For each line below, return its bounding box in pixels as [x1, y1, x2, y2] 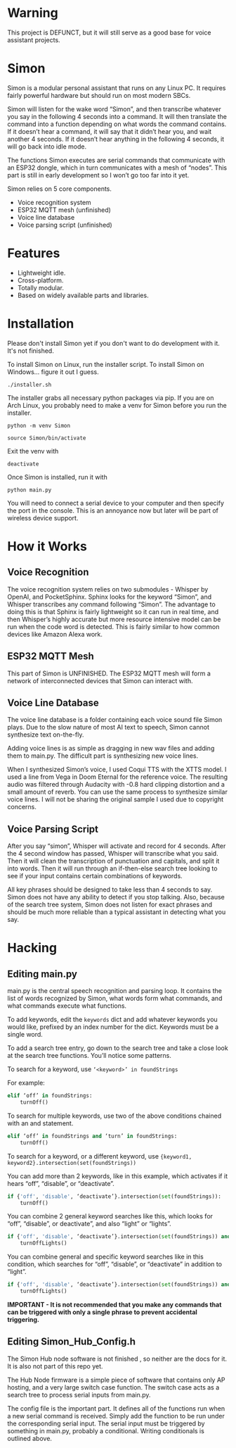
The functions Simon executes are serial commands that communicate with [7, 156, 225, 164]
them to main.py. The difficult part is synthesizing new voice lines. [7, 751, 199, 760]
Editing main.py [7, 968, 78, 980]
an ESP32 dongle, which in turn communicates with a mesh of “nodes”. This [7, 163, 227, 172]
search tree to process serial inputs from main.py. [7, 1390, 151, 1399]
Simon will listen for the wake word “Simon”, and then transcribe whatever [7, 104, 221, 113]
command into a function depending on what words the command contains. [7, 120, 227, 128]
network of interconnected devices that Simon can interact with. [7, 676, 193, 685]
